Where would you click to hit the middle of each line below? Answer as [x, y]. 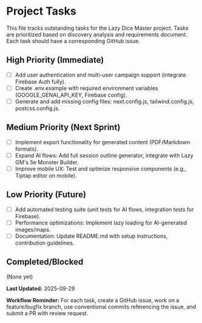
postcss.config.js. [37, 108]
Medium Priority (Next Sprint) [63, 127]
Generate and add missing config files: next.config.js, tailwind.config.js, [104, 101]
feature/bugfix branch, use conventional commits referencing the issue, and [101, 307]
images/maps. [33, 229]
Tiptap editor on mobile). [46, 175]
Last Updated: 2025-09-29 [41, 288]
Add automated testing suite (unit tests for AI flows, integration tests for [104, 209]
